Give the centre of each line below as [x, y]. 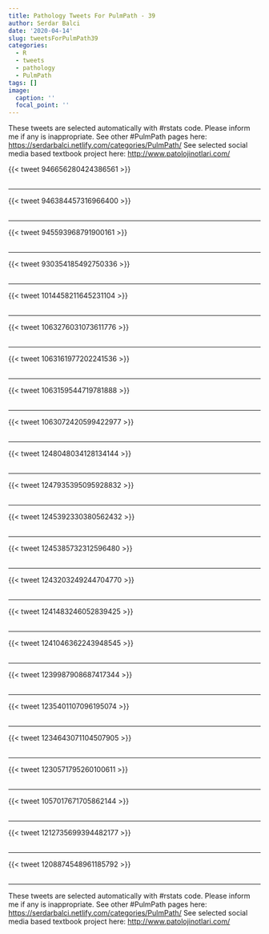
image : [19, 90]
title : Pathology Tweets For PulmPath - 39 [82, 16]
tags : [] [23, 83]
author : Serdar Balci [44, 23]
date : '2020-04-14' [41, 30]
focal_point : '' [42, 105]
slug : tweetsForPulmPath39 [53, 38]
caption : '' [36, 98]
